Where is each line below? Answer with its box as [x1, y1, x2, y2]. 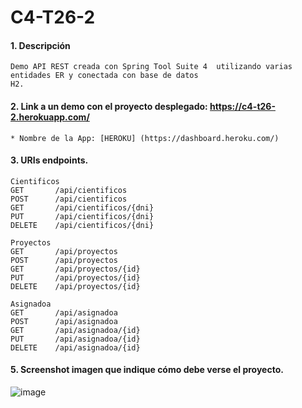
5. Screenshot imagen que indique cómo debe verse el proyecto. [10, 364, 284, 376]
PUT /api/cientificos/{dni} [10, 211, 155, 221]
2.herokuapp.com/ [10, 111, 90, 123]
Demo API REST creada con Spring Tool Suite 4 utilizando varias [10, 62, 293, 72]
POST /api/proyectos [10, 255, 118, 265]
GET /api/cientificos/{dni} [10, 202, 155, 213]
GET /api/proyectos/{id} [10, 264, 141, 274]
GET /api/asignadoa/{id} [10, 325, 141, 335]
